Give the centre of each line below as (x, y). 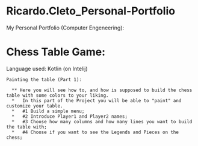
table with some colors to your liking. (58, 95)
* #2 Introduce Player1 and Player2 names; (70, 116)
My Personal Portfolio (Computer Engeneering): (65, 28)
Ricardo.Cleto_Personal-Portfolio (91, 11)
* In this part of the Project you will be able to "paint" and (97, 100)
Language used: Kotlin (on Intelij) (47, 68)
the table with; (26, 127)
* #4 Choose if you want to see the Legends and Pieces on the (95, 132)
